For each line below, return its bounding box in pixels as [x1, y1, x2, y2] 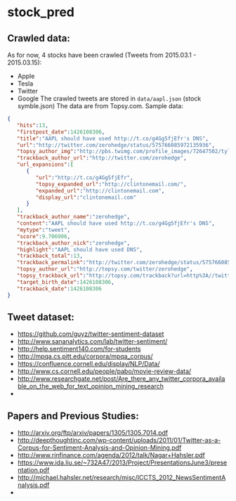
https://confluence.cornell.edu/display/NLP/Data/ [17, 360, 160, 368]
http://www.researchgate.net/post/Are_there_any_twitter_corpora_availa [17, 375, 225, 383]
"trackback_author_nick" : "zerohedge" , [16, 240, 131, 247]
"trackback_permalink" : [16, 259, 86, 266]
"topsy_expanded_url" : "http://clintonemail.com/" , [35, 181, 188, 188]
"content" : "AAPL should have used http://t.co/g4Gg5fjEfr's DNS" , [16, 220, 216, 227]
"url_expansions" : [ [16, 161, 74, 169]
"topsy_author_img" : [16, 148, 77, 155]
